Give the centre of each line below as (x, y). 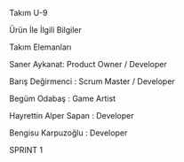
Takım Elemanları (40, 47)
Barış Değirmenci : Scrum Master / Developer (92, 81)
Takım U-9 (28, 13)
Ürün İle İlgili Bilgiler (46, 30)
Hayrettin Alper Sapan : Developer (72, 116)
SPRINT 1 (26, 150)
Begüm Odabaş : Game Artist (63, 98)
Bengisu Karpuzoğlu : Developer (68, 133)
